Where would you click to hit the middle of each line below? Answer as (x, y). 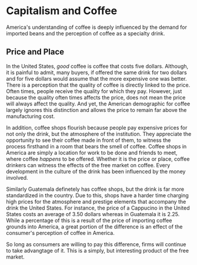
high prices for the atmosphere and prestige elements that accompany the (96, 201)
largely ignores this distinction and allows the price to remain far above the (96, 110)
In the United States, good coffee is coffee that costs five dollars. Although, (97, 66)
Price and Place (35, 52)
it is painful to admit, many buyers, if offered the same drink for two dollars (96, 72)
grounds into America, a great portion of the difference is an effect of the (95, 226)
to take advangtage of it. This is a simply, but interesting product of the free (98, 250)
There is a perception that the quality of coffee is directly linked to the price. (98, 85)
